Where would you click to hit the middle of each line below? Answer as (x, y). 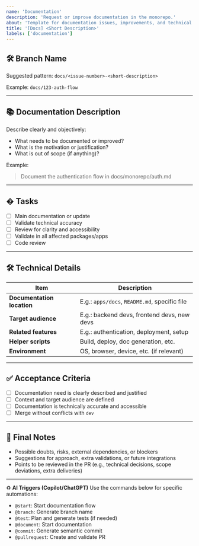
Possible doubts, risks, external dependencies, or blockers (86, 452)
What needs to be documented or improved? (69, 141)
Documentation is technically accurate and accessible (81, 406)
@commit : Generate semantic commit (58, 531)
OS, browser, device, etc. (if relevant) (131, 351)
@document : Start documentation (53, 524)
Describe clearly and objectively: (46, 129)
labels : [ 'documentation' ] (39, 34)
